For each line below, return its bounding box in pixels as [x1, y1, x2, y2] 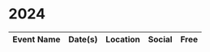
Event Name [12, 34, 61, 45]
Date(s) [68, 34, 98, 45]
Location [105, 34, 140, 45]
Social [148, 34, 173, 45]
